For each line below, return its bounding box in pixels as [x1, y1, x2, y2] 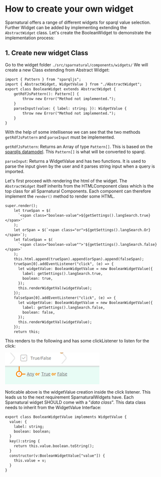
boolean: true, [22, 276, 53, 281]
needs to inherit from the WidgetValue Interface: [5, 404, 102, 410]
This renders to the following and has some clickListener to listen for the [5, 338, 149, 344]
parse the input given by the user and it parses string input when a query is [5, 163, 155, 169]
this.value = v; [14, 458, 47, 463]
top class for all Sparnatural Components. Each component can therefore [5, 188, 151, 194]
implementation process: [5, 35, 55, 41]
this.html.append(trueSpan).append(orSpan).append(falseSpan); [14, 256, 145, 261]
